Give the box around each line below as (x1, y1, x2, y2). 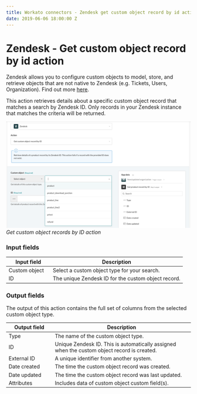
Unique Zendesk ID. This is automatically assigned (55, 341, 176, 348)
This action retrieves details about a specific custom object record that (6, 97, 177, 105)
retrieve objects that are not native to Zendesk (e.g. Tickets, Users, (6, 80, 168, 87)
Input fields (6, 243, 39, 251)
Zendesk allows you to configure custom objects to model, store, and (6, 73, 174, 80)
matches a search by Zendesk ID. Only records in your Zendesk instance (6, 103, 182, 111)
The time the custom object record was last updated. (55, 371, 182, 378)
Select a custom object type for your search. (52, 267, 160, 274)
